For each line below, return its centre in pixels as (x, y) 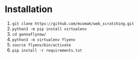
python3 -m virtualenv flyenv (44, 40)
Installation (29, 9)
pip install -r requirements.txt (47, 50)
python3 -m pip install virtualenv (49, 29)
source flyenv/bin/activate (41, 45)
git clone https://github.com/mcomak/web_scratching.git (73, 24)
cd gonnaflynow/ (29, 34)
